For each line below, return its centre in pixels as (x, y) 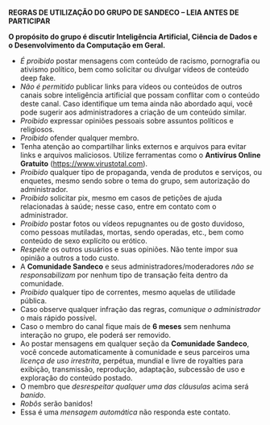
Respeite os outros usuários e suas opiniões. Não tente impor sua (129, 249)
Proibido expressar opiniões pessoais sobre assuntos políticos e (127, 121)
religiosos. (37, 129)
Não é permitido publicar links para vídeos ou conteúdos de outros (131, 86)
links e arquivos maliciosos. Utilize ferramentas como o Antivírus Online (140, 155)
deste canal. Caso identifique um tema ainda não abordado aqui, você (136, 104)
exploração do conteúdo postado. (76, 378)
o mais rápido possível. (58, 318)
